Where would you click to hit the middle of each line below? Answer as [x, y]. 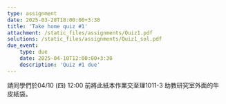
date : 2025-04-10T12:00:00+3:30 [66, 59]
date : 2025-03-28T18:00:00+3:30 [54, 20]
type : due [34, 52]
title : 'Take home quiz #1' [48, 26]
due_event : [23, 45]
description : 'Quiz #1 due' [60, 65]
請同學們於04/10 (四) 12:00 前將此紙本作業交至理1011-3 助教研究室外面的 [110, 85]
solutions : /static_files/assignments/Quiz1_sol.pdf [85, 39]
